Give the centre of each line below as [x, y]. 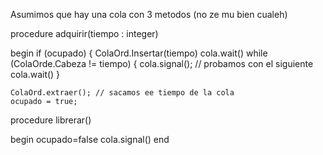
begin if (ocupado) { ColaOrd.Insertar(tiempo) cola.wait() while [139, 53]
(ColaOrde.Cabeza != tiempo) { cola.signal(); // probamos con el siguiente [162, 63]
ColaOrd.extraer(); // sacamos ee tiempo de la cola [122, 93]
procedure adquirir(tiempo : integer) [84, 33]
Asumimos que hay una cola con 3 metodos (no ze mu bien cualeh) [149, 14]
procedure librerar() [51, 120]
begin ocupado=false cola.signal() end [90, 139]
